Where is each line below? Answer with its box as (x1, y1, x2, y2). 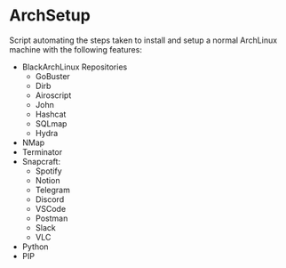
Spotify (35, 166, 62, 176)
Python (21, 241, 49, 252)
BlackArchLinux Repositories (21, 61, 128, 72)
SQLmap (35, 118, 68, 129)
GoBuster (35, 70, 71, 81)
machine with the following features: (9, 44, 142, 54)
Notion (35, 175, 60, 185)
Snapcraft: (21, 156, 60, 166)
